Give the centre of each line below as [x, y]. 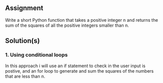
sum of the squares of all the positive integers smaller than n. [67, 25]
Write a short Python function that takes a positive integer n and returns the [82, 20]
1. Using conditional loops [36, 55]
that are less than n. [25, 76]
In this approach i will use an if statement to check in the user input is [75, 66]
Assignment [24, 8]
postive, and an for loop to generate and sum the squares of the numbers [80, 71]
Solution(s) [23, 41]
